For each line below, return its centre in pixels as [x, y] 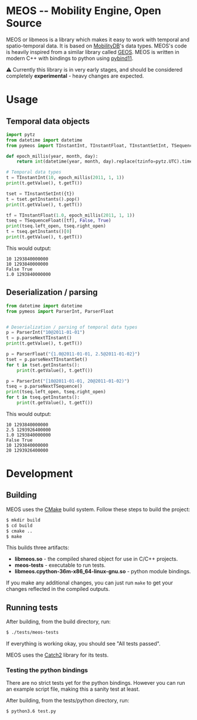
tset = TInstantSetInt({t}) [40, 194]
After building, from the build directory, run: [59, 622]
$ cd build [19, 525]
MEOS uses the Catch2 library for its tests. [57, 655]
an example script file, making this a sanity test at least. [73, 689]
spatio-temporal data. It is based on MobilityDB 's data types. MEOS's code [96, 46]
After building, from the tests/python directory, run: [68, 701]
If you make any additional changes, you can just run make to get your [90, 583]
